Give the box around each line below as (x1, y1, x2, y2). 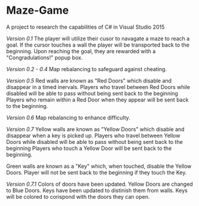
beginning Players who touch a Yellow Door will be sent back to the (6, 144, 172, 152)
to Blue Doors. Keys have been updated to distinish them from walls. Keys (6, 186, 188, 194)
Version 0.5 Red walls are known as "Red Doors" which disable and (6, 77, 172, 84)
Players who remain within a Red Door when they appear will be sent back (6, 96, 189, 103)
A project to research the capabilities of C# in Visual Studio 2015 (6, 23, 165, 30)
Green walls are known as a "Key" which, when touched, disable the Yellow (6, 162, 192, 170)
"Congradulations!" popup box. (6, 54, 83, 61)
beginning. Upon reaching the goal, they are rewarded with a (6, 47, 156, 54)
